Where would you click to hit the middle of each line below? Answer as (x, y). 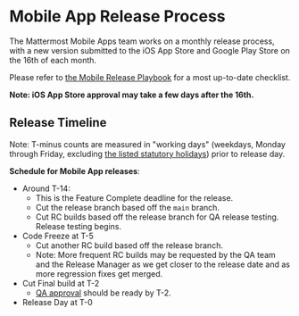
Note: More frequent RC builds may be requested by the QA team (156, 254)
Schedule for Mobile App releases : (75, 170)
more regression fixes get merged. (99, 273)
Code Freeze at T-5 (58, 236)
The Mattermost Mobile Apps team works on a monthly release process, (142, 41)
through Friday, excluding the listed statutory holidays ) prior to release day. (147, 154)
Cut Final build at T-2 (61, 283)
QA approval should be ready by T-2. (103, 293)
